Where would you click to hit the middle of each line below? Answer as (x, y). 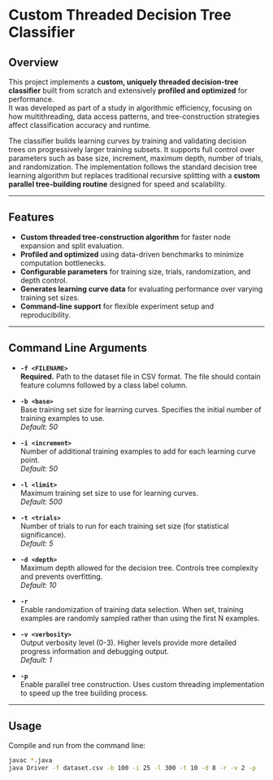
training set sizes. (50, 297)
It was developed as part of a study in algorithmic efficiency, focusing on (130, 108)
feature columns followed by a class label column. (104, 385)
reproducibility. (45, 314)
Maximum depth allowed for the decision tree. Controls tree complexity (139, 567)
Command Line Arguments (78, 348)
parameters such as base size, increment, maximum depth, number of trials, (136, 158)
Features (31, 217)
